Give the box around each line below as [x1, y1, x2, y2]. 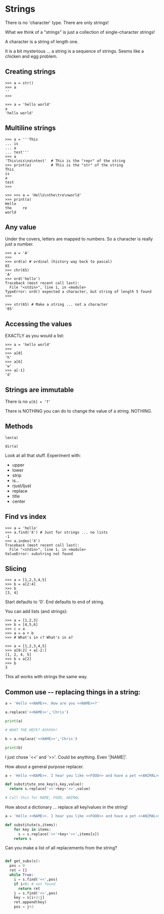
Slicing [5, 565, 27, 573]
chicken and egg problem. [5, 53, 58, 59]
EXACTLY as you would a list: [5, 333, 64, 339]
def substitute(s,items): [5, 822, 58, 827]
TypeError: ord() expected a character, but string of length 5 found [5, 289, 152, 295]
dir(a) [5, 444, 19, 449]
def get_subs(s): [5, 859, 41, 864]
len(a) [5, 435, 19, 440]
